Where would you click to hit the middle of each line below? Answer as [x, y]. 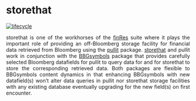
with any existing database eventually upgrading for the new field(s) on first [98, 86]
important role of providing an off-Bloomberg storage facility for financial [98, 44]
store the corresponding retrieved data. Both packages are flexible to [98, 68]
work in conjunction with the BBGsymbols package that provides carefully [98, 56]
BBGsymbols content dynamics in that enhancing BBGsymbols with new [98, 74]
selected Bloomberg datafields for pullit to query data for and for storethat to [98, 62]
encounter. [19, 93]
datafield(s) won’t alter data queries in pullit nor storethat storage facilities [98, 80]
